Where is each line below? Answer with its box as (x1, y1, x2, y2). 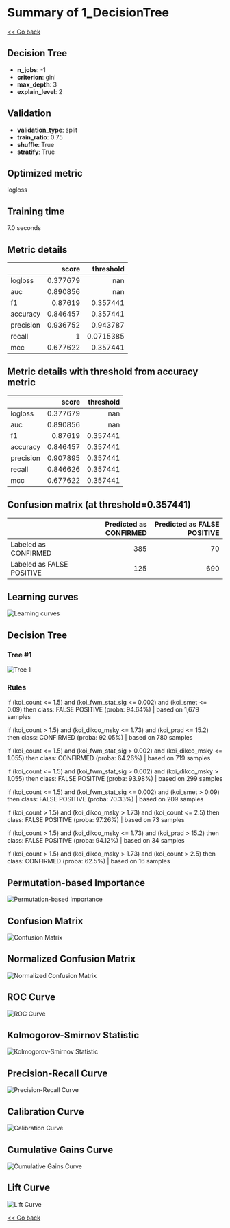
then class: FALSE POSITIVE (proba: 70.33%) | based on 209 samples (7, 795, 204, 804)
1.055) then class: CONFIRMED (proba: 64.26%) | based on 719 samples (7, 754, 211, 762)
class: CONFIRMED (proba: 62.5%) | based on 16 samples (7, 857, 170, 865)
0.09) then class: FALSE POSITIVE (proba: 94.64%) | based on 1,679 (7, 705, 200, 714)
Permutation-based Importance (7, 877, 146, 889)
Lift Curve (7, 1182, 50, 1194)
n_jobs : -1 (16, 65, 46, 73)
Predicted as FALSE (154, 519, 220, 529)
